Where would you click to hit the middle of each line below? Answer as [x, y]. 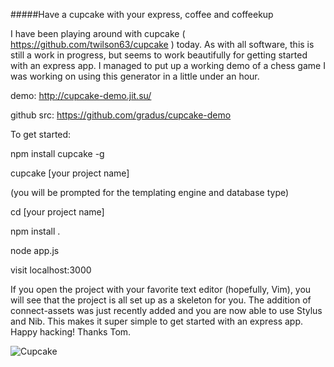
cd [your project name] [57, 212]
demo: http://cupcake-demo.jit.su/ [81, 95]
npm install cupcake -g [57, 153]
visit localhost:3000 [51, 270]
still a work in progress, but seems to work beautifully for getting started [159, 55]
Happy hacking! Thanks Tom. [71, 332]
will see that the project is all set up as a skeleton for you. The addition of [161, 300]
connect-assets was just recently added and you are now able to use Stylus [166, 310]
